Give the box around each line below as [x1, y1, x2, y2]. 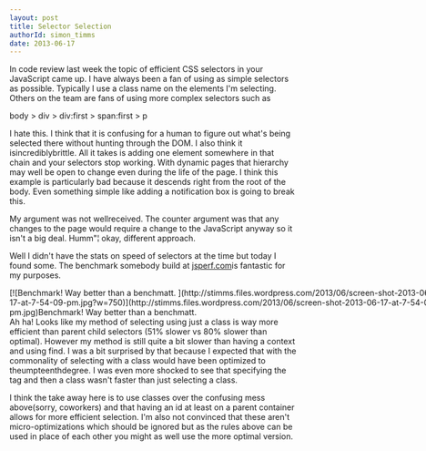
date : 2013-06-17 [9, 38, 76, 48]
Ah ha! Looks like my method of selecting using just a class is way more [9, 316, 279, 328]
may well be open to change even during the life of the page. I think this [9, 167, 279, 178]
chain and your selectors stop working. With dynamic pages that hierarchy [9, 157, 289, 169]
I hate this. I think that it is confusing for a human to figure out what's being [9, 128, 291, 139]
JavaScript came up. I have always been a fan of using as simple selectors [9, 74, 289, 85]
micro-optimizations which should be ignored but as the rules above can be [9, 421, 293, 433]
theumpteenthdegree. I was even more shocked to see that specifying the [9, 365, 287, 376]
